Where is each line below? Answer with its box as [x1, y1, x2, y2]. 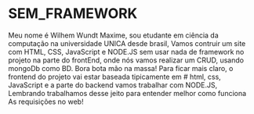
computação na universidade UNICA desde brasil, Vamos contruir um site [8, 38, 246, 48]
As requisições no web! [8, 97, 84, 106]
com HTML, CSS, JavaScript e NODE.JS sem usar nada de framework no [8, 47, 245, 56]
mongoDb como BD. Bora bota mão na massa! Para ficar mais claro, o [8, 63, 234, 73]
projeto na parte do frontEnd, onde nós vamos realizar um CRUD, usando [8, 55, 245, 65]
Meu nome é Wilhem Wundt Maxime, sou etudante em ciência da [8, 30, 220, 40]
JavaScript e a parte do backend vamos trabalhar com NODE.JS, [8, 80, 218, 90]
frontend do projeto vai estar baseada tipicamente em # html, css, [8, 72, 221, 81]
